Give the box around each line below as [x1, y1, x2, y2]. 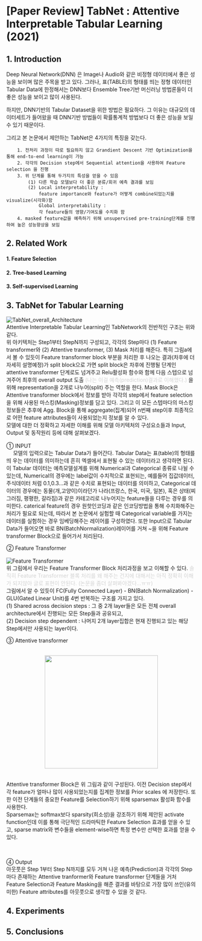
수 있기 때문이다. [6, 121, 45, 128]
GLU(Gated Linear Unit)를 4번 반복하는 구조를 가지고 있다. [6, 595, 145, 602]
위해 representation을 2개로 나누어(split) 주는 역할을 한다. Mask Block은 [6, 383, 178, 391]
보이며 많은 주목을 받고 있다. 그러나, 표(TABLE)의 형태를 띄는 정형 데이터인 [17, 78, 192, 85]
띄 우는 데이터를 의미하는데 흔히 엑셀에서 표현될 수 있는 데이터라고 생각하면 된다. [6, 457, 195, 464]
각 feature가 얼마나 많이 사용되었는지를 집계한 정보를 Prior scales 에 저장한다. [6, 788, 190, 795]
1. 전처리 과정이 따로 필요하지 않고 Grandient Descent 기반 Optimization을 [17, 147, 193, 153]
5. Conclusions [6, 927, 64, 937]
